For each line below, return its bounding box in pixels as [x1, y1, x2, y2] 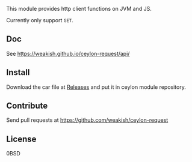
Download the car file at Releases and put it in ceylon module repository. [6, 83, 187, 91]
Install [6, 67, 30, 77]
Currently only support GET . [6, 17, 73, 23]
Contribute [6, 101, 48, 111]
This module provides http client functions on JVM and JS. [6, 5, 152, 12]
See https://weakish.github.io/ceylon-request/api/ [6, 50, 130, 57]
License [6, 134, 37, 144]
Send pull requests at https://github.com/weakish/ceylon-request [6, 116, 169, 124]
